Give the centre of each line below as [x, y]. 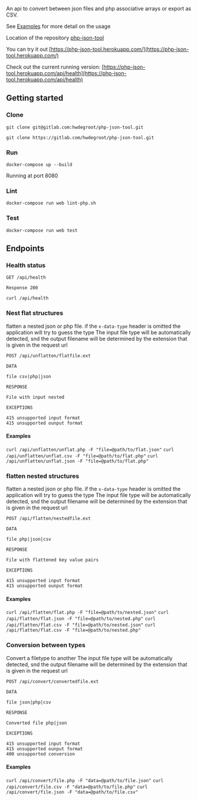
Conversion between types [46, 645]
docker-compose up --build [39, 164]
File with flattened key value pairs [52, 560]
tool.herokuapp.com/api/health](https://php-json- [66, 73]
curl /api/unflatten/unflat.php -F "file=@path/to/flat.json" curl [90, 450]
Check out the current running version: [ [55, 67]
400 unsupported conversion [41, 754]
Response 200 [22, 288]
